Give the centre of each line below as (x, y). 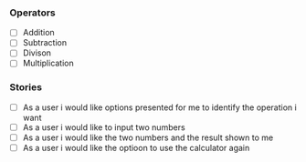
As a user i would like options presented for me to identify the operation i (159, 107)
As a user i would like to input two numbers (104, 127)
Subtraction (44, 43)
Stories (26, 87)
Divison (37, 53)
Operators (33, 13)
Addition (38, 33)
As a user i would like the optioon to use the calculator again (136, 148)
